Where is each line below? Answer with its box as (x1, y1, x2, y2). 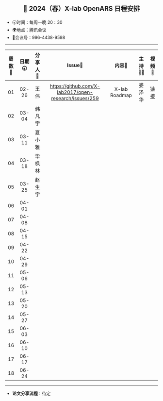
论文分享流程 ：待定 (12, 390, 51, 397)
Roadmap (110, 92, 132, 99)
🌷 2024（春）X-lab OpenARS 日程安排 (23, 4, 140, 13)
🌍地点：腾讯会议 (12, 27, 47, 33)
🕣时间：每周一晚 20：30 (12, 19, 63, 25)
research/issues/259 (51, 95, 99, 102)
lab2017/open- (57, 89, 93, 96)
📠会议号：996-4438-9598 (12, 34, 65, 40)
